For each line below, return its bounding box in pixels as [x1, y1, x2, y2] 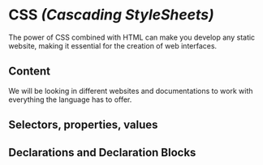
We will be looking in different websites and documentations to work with [8, 86, 253, 95]
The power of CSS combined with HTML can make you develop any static [8, 32, 256, 42]
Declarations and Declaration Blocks [8, 146, 196, 159]
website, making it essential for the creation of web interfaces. [8, 40, 218, 50]
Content [8, 65, 51, 78]
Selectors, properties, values [8, 118, 158, 132]
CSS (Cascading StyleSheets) [8, 6, 214, 24]
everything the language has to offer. [8, 95, 132, 104]
